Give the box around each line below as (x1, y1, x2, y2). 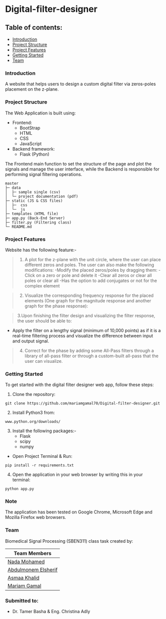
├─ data (5, 185, 21, 190)
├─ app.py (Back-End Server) (5, 216, 65, 221)
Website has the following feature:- (5, 247, 77, 253)
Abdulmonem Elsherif (7, 566, 58, 573)
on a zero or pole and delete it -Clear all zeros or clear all (36, 272, 152, 278)
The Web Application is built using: (5, 110, 76, 116)
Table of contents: (5, 23, 63, 32)
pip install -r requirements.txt (5, 463, 74, 468)
